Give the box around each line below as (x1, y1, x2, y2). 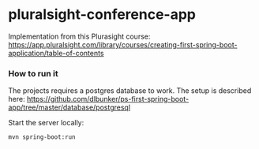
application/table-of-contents (8, 48, 104, 58)
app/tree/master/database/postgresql (8, 102, 131, 112)
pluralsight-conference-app (8, 6, 196, 24)
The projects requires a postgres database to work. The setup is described (8, 86, 252, 95)
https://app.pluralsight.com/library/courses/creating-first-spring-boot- (8, 39, 238, 49)
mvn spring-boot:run (8, 133, 77, 141)
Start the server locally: (8, 118, 84, 128)
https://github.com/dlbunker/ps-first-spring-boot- (26, 95, 190, 104)
